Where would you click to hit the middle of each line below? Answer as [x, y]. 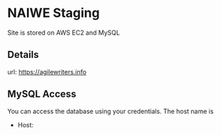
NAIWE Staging [54, 13]
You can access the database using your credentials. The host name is [110, 111]
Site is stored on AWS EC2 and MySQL [64, 33]
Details [23, 55]
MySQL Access [42, 94]
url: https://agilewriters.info [47, 71]
